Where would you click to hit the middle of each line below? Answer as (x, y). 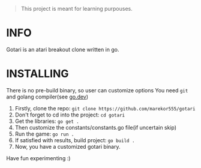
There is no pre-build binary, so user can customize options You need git (97, 90)
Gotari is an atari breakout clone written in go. (63, 49)
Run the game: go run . (44, 134)
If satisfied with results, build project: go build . (75, 140)
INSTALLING (37, 74)
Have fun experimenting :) (38, 158)
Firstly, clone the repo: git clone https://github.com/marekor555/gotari (105, 108)
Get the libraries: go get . (47, 121)
